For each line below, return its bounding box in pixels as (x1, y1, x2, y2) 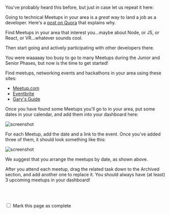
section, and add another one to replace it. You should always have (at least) (5, 172, 165, 177)
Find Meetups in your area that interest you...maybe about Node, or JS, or (5, 30, 160, 35)
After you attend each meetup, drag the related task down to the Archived (5, 166, 160, 172)
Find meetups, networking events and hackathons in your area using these (5, 70, 161, 76)
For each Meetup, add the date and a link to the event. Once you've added (5, 131, 161, 137)
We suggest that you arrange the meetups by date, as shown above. (5, 156, 148, 162)
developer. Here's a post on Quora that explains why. (5, 20, 116, 25)
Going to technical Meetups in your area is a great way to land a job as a (5, 14, 156, 20)
